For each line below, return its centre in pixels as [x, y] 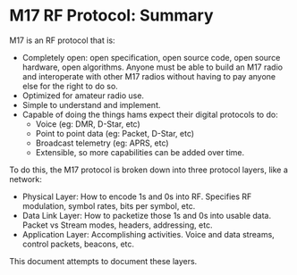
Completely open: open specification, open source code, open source [151, 57]
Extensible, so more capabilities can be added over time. [140, 152]
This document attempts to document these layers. [103, 261]
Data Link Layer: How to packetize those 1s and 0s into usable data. [146, 215]
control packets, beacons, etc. [78, 244]
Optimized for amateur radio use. [83, 96]
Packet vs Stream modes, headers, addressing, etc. [117, 225]
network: [26, 179]
